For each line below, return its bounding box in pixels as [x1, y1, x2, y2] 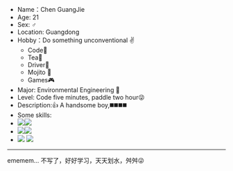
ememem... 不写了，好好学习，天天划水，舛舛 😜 [7, 156, 144, 164]
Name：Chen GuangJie [17, 6, 85, 13]
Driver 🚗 [27, 61, 50, 69]
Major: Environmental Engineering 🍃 [17, 86, 120, 94]
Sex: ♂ [17, 21, 37, 28]
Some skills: [17, 111, 52, 119]
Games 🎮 [27, 76, 55, 84]
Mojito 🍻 [27, 68, 52, 76]
